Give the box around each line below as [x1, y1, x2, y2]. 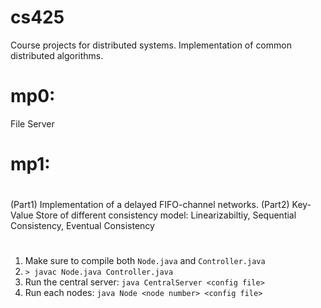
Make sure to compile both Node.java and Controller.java [24, 255, 266, 267]
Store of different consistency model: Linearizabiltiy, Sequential [35, 209, 297, 221]
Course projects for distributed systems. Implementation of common [10, 39, 292, 51]
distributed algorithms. [10, 49, 104, 61]
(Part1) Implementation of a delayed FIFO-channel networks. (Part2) [10, 199, 290, 211]
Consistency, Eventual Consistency [10, 220, 155, 232]
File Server [10, 117, 55, 130]
